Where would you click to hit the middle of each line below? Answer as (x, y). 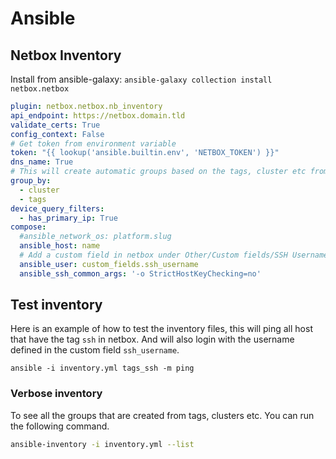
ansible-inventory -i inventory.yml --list (102, 444)
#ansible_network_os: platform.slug (95, 237)
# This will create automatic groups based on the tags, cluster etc (158, 172)
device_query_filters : (57, 208)
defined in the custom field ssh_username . (95, 350)
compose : (28, 227)
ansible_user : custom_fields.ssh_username (109, 264)
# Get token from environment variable (93, 143)
